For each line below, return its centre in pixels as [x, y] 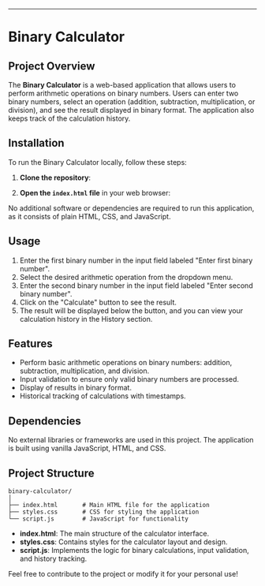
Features [30, 344]
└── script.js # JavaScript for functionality [99, 519]
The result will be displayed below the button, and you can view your [131, 310]
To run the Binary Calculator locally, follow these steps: [97, 162]
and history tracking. [53, 559]
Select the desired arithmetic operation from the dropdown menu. [126, 277]
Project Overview [52, 66]
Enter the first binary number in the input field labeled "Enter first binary [136, 260]
